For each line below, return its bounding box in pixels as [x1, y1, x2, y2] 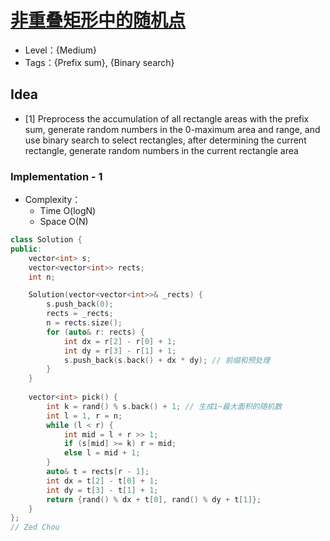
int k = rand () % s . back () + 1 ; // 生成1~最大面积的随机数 [46, 401, 283, 411]
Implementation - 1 [10, 169, 103, 183]
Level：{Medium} [24, 44, 97, 56]
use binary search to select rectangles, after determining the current [24, 134, 307, 146]
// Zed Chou [10, 522, 60, 533]
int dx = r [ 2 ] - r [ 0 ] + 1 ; [63, 336, 177, 346]
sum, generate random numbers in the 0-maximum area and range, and [24, 123, 321, 135]
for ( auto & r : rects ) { [46, 327, 145, 337]
